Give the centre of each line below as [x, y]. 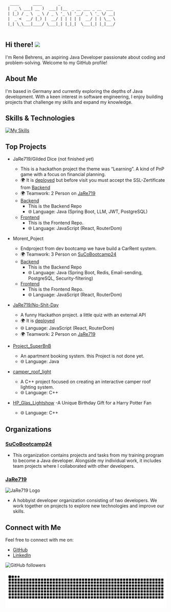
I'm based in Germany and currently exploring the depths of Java [74, 91]
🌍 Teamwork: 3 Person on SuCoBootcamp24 [68, 254]
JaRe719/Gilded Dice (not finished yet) [53, 159]
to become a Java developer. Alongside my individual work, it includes [87, 461]
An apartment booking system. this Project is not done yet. [82, 356]
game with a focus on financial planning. [63, 175]
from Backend [35, 187]
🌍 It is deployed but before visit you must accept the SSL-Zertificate [93, 180]
